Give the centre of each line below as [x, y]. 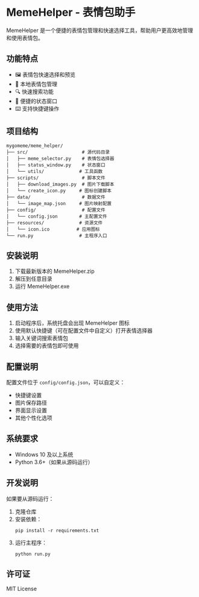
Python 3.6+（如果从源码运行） [54, 462]
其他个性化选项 [33, 418]
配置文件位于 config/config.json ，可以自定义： [66, 382]
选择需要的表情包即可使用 [47, 346]
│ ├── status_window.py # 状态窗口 [56, 165]
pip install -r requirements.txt [57, 530]
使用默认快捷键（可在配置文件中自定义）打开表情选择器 [84, 331]
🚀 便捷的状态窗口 [36, 101]
